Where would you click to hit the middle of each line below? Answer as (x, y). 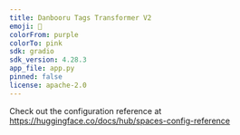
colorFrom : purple (44, 34)
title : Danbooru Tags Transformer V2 (81, 18)
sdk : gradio (32, 52)
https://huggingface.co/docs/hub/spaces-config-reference (120, 121)
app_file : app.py (42, 69)
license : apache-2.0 (48, 85)
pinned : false (36, 77)
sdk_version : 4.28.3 (48, 60)
